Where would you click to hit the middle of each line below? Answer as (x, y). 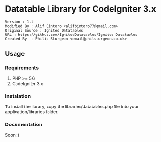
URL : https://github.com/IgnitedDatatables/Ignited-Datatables (71, 35)
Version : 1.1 (19, 22)
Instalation (18, 96)
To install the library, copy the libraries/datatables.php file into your (72, 106)
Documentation (24, 124)
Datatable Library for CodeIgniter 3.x (81, 9)
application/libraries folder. (32, 112)
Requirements (22, 68)
